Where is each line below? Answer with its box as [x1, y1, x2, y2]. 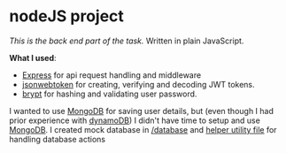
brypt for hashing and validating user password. [21, 88, 197, 99]
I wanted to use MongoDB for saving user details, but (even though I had [9, 105, 274, 116]
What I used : [9, 52, 57, 63]
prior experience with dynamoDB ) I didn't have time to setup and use [9, 115, 261, 126]
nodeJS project [9, 6, 124, 27]
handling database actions [9, 134, 106, 144]
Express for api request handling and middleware [21, 69, 202, 80]
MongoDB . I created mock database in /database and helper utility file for [9, 124, 277, 134]
